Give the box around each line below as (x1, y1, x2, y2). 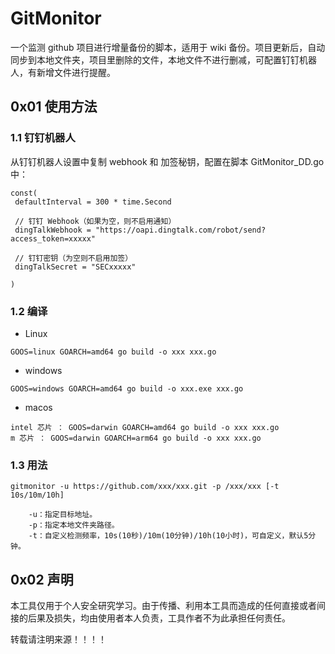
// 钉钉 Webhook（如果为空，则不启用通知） (14, 216, 177, 226)
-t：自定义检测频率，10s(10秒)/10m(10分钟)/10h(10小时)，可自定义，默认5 (28, 531, 309, 541)
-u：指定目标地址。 (28, 510, 98, 520)
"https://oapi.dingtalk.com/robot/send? (95, 225, 267, 235)
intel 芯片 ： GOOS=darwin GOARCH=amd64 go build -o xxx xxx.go (10, 422, 280, 432)
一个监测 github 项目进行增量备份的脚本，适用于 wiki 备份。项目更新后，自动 (10, 41, 326, 53)
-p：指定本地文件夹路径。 (28, 520, 120, 531)
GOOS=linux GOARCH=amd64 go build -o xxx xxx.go (10, 347, 217, 357)
